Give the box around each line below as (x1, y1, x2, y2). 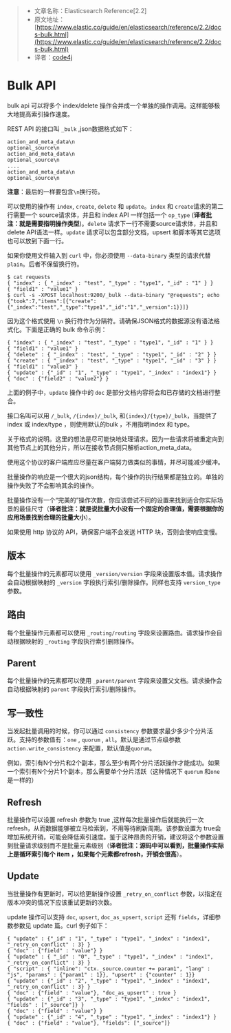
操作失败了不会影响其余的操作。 (7, 481, 98, 489)
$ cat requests (7, 274, 51, 280)
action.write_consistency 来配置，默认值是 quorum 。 (7, 744, 156, 753)
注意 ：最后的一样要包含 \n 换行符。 (7, 187, 104, 196)
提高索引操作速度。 (19, 110, 74, 118)
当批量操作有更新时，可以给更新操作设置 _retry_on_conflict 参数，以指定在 (7, 889, 223, 898)
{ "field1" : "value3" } (7, 363, 78, 370)
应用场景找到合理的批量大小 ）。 (7, 513, 95, 521)
